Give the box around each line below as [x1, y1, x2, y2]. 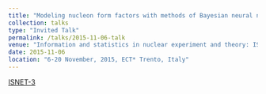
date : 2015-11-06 [8, 48, 66, 56]
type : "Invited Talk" [8, 26, 80, 34]
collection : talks [8, 19, 69, 27]
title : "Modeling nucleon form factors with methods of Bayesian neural [8, 11, 253, 20]
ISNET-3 [8, 77, 36, 87]
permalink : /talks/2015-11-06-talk [8, 33, 126, 42]
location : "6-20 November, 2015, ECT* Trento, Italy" [8, 56, 190, 64]
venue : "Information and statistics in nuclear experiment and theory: [8, 41, 249, 49]
